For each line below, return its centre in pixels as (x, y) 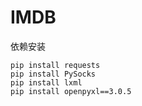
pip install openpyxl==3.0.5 (71, 91)
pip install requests (55, 65)
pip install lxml (46, 82)
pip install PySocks (53, 74)
